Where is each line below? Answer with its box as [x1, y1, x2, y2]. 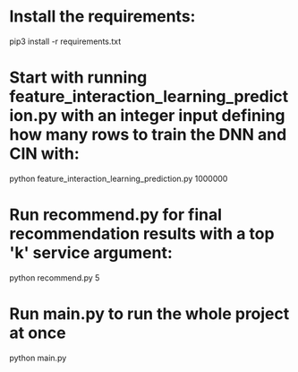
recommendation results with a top [9, 224, 275, 244]
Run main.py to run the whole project [9, 304, 290, 324]
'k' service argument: [9, 243, 173, 264]
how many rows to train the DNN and [9, 125, 287, 145]
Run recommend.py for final [9, 204, 222, 225]
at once [9, 323, 66, 342]
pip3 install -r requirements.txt [9, 36, 122, 47]
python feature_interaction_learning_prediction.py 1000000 [9, 173, 228, 184]
